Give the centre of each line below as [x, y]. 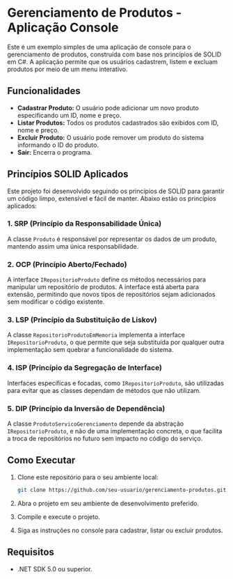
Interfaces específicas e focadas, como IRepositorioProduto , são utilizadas [116, 383]
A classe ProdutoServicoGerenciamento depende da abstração [96, 424]
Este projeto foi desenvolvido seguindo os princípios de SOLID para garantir [116, 191]
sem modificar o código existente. [56, 302]
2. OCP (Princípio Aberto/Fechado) [67, 264]
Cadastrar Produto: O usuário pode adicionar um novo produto [108, 108]
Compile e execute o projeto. [59, 516]
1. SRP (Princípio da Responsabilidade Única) [85, 224]
